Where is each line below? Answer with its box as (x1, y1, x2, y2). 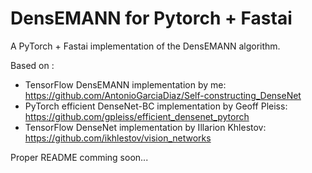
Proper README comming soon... (10, 151, 149, 163)
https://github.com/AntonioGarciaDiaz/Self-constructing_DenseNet (24, 89, 302, 101)
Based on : (10, 59, 55, 71)
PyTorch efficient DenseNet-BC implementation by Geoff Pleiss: (24, 100, 288, 112)
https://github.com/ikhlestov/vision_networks (24, 132, 212, 144)
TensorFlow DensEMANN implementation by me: (24, 78, 227, 91)
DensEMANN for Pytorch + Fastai (10, 7, 293, 30)
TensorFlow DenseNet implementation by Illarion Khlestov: (24, 121, 267, 133)
